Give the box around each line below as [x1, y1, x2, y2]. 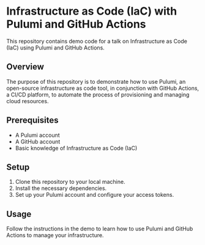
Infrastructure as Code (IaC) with [6, 4, 177, 18]
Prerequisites [6, 115, 59, 126]
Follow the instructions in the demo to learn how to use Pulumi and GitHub [6, 225, 193, 233]
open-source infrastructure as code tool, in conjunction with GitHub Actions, [6, 84, 199, 92]
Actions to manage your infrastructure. [6, 232, 104, 239]
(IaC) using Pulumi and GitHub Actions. [6, 44, 105, 51]
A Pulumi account [15, 131, 60, 139]
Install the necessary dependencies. [15, 185, 107, 192]
